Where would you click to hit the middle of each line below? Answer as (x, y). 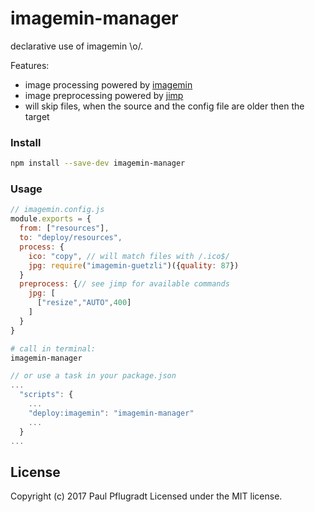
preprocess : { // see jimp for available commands (124, 284)
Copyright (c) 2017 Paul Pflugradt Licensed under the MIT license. (146, 496)
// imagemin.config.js (57, 210)
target (37, 116)
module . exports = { (51, 219)
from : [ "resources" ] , (64, 228)
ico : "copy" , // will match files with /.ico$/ (129, 256)
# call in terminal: (53, 348)
